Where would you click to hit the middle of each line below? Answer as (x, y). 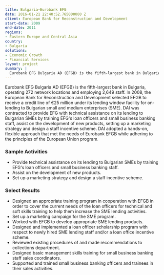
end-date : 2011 (20, 28)
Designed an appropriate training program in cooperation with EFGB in (83, 201)
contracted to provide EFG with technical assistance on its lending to (74, 113)
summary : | (16, 69)
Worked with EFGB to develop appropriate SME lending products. (78, 222)
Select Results (22, 190)
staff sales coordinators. (37, 258)
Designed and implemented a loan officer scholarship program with (80, 227)
